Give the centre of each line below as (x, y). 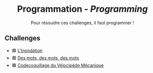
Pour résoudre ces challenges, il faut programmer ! (82, 23)
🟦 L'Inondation (27, 50)
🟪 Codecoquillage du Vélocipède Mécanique (58, 65)
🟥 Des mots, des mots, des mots (45, 58)
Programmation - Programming (82, 9)
